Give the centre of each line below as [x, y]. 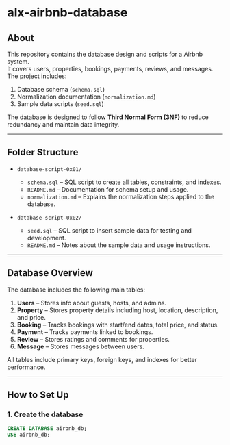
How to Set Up [38, 395]
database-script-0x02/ [49, 218]
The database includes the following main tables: [76, 290]
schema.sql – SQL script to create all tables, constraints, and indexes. [124, 182]
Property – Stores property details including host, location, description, [117, 310]
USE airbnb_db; [29, 435]
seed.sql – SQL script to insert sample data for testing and [109, 230]
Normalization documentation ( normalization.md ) [86, 97]
